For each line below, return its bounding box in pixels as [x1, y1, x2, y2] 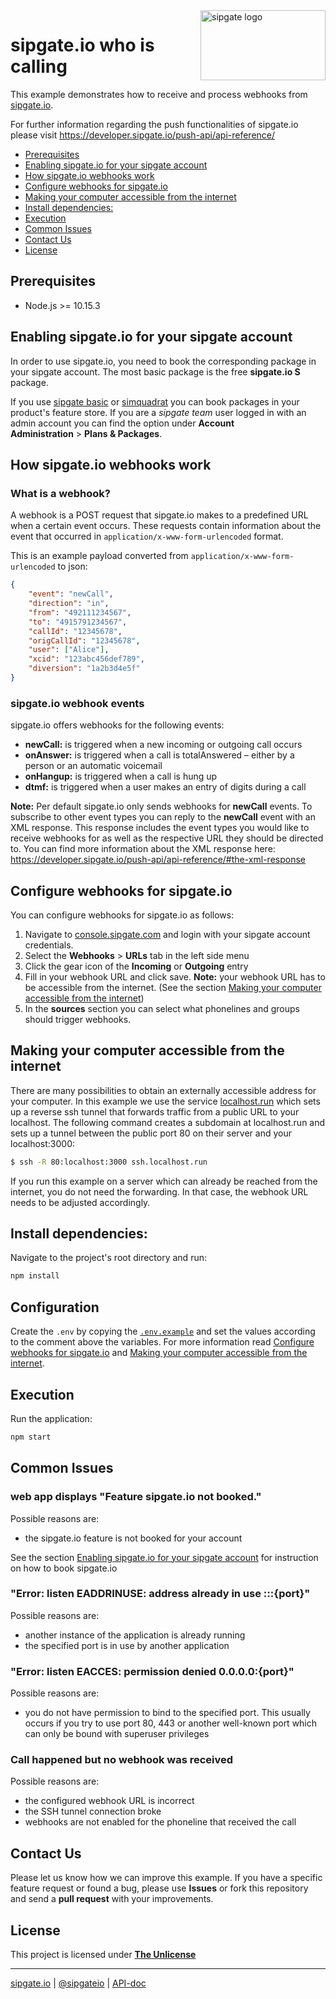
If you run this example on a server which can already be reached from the [10, 1175, 318, 1187]
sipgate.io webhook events [10, 696, 145, 710]
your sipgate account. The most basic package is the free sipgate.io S [10, 365, 301, 378]
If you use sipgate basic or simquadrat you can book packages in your [10, 395, 300, 408]
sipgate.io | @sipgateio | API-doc [10, 1977, 147, 1989]
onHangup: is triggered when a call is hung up [24, 770, 218, 783]
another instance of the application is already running [24, 1629, 246, 1641]
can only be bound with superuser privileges [24, 1728, 210, 1740]
